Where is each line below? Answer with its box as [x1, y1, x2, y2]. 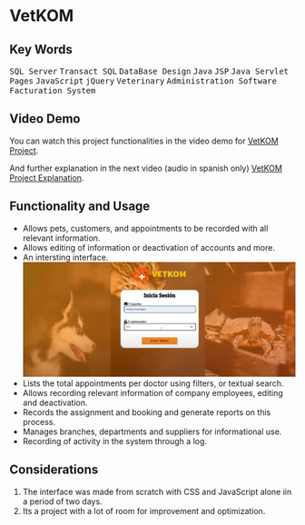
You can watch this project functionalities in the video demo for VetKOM [9, 135, 279, 146]
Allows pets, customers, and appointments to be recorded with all [22, 223, 269, 233]
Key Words [9, 42, 73, 57]
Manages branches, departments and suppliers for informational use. [22, 426, 282, 437]
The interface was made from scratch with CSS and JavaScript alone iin [22, 486, 292, 497]
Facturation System [9, 85, 96, 95]
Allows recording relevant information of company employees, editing [22, 387, 283, 398]
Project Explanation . [9, 172, 84, 183]
